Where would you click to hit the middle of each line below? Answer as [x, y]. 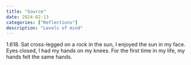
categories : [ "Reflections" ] [42, 22]
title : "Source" [26, 11]
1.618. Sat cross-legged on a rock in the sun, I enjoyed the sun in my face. [96, 45]
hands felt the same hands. [39, 57]
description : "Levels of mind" [45, 28]
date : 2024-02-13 [27, 17]
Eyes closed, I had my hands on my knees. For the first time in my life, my [96, 51]
